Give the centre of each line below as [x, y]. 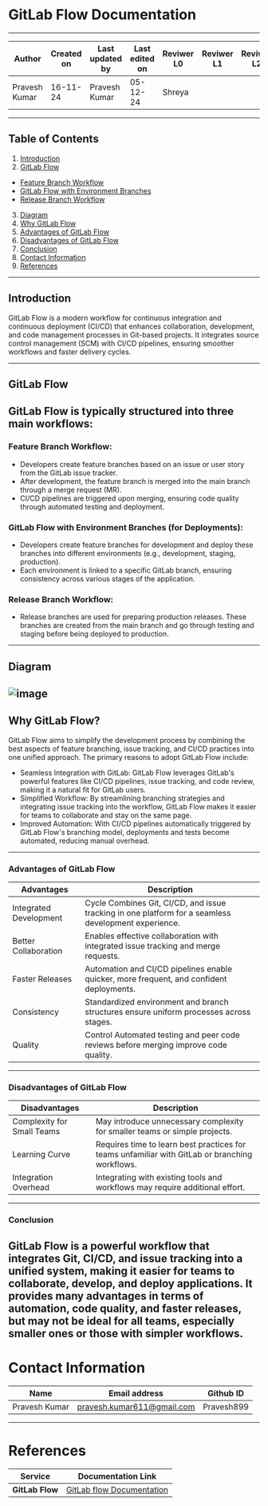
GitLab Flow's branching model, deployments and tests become [124, 832]
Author [28, 58]
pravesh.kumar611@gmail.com [136, 1407]
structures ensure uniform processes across [168, 1012]
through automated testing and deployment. [92, 506]
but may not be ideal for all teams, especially [122, 1321]
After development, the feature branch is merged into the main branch [135, 481]
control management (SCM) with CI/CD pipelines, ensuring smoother [121, 343]
